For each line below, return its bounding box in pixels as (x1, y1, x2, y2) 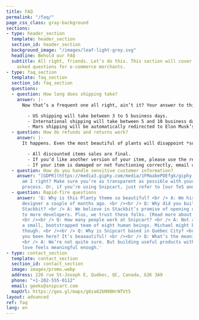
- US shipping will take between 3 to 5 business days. (27, 113, 168, 119)
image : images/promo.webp (11, 267, 76, 273)
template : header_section (11, 36, 76, 42)
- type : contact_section (6, 250, 68, 256)
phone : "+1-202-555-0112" (11, 277, 76, 283)
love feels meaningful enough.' (21, 244, 102, 250)
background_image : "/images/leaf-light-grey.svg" (11, 47, 136, 53)
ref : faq (6, 299, 28, 305)
